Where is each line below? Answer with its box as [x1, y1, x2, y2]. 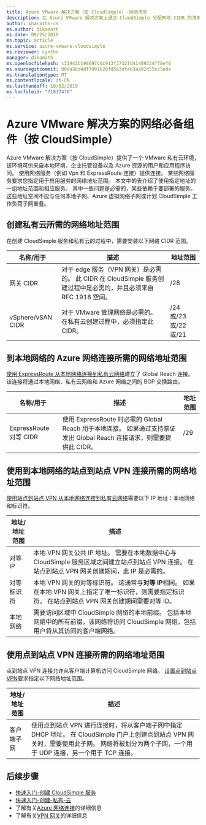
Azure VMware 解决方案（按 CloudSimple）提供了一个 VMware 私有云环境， [6, 154, 200, 161]
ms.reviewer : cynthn [6, 49, 59, 55]
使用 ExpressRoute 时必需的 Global [62, 415, 162, 424]
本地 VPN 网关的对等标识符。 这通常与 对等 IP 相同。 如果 [33, 578, 196, 587]
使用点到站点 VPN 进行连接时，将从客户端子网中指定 [31, 721, 183, 730]
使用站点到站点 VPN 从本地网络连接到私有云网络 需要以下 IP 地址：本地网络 [6, 494, 195, 502]
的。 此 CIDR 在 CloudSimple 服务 [61, 274, 158, 283]
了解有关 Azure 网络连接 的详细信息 [15, 804, 102, 812]
